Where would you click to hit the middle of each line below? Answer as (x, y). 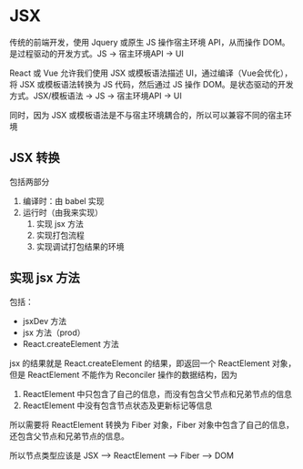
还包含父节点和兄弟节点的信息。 (69, 436)
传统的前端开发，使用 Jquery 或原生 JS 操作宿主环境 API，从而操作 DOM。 (150, 42)
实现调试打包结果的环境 (80, 246)
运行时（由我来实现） (62, 212)
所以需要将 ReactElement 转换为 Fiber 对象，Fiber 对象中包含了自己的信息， (151, 424)
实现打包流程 (60, 235)
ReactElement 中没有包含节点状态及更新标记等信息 (117, 405)
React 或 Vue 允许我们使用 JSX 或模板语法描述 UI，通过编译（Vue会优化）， (151, 73)
